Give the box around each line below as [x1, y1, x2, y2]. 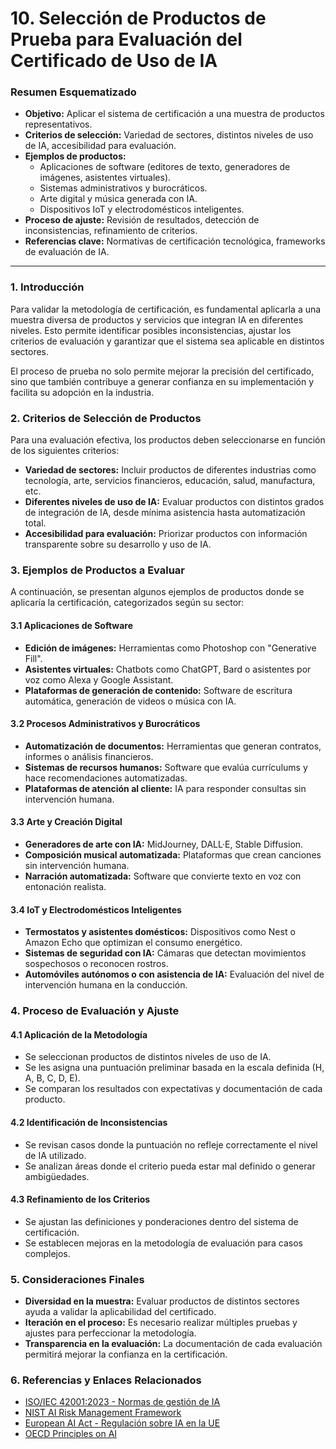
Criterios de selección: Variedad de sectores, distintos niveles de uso [24, 129, 314, 141]
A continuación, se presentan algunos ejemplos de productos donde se [10, 586, 305, 598]
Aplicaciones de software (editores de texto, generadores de [39, 161, 291, 173]
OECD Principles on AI [24, 1428, 118, 1440]
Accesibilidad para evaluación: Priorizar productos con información [24, 528, 308, 540]
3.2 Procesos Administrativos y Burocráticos [10, 718, 201, 730]
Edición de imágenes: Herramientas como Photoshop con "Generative [24, 642, 317, 654]
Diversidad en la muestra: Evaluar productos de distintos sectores [24, 1295, 300, 1307]
